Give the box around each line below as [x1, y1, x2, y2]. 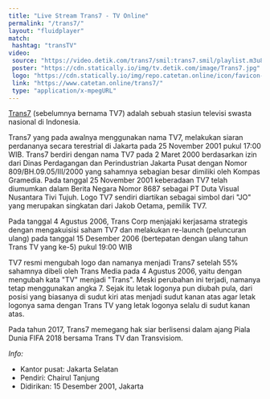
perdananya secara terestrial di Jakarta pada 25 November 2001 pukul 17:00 [8, 142, 261, 151]
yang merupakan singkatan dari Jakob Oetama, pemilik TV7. [8, 201, 207, 211]
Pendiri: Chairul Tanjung [19, 373, 100, 383]
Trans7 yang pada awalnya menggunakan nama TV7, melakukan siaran [8, 133, 243, 142]
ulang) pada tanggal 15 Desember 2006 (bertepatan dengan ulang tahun [8, 234, 248, 244]
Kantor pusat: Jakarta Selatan [19, 364, 119, 374]
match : [8, 34, 31, 43]
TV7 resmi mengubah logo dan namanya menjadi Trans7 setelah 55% [8, 258, 239, 268]
